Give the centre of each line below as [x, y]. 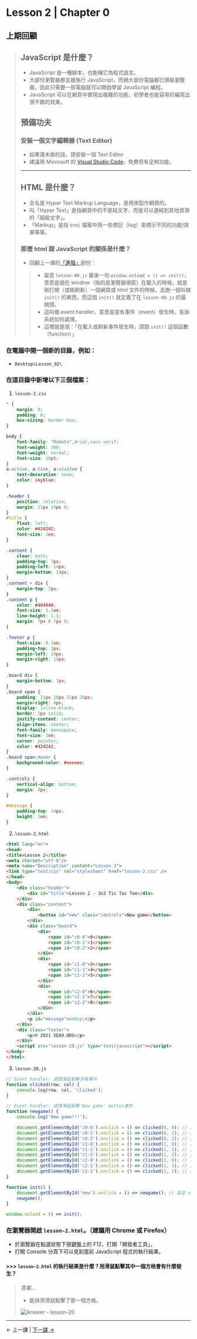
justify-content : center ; [48, 719]
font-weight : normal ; [43, 453]
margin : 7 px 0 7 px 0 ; [43, 622]
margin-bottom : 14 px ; [43, 573]
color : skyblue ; [37, 480]
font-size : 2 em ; [37, 534]
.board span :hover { [31, 758]
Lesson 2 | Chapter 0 [58, 13]
